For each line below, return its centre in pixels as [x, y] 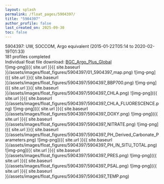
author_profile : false [28, 23]
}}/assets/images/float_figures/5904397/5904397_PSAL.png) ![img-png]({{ [81, 166]
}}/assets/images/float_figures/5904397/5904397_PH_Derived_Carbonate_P [82, 135]
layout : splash [21, 10]
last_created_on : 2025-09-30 [35, 28]
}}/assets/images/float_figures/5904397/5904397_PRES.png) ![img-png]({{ [81, 155]
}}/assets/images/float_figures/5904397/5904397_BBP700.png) [70, 83]
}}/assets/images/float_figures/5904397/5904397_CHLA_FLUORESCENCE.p [82, 103]
